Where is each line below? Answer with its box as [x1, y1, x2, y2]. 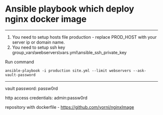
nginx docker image [5, 14, 87, 25]
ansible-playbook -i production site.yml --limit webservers [5, 68, 131, 73]
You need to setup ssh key [12, 44, 65, 50]
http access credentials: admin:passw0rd [5, 95, 88, 101]
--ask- [133, 68, 147, 73]
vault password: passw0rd [5, 86, 58, 91]
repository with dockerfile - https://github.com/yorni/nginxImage [5, 104, 134, 110]
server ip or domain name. [12, 39, 65, 45]
